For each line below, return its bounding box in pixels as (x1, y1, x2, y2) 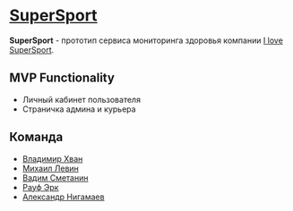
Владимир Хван (22, 153, 83, 164)
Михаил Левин (22, 163, 79, 173)
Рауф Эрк (22, 181, 59, 192)
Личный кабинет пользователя (22, 94, 142, 105)
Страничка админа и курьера (22, 104, 136, 114)
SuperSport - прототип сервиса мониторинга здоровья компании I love (9, 35, 284, 46)
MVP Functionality (9, 71, 115, 86)
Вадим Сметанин (22, 172, 89, 183)
